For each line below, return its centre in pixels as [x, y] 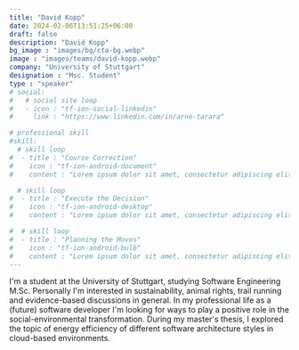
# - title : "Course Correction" [73, 158]
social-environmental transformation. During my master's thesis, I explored [146, 319]
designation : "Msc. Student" [65, 76]
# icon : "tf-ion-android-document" [83, 166]
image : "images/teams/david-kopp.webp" [85, 59]
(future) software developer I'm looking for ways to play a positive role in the [149, 310]
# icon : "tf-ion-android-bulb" [75, 248]
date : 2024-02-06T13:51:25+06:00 [71, 26]
